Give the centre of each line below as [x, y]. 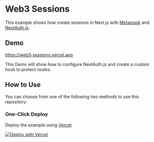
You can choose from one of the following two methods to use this [72, 97]
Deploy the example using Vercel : [39, 125]
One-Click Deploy [27, 114]
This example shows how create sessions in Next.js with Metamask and [77, 22]
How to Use [23, 85]
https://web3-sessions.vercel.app [39, 55]
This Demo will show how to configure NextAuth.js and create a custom [77, 64]
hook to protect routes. [28, 69]
